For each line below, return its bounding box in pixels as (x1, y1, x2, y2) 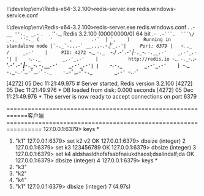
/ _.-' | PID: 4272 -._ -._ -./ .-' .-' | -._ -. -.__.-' (6, 48, 167, 56)
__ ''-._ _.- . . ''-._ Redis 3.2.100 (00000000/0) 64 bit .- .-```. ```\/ (6, 30, 195, 37)
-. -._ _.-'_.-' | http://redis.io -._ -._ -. (28, 55, 193, 62)
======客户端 (6, 112, 44, 119)
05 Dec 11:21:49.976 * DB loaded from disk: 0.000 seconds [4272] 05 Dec (6, 86, 194, 94)
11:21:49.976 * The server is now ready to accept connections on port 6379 (6, 93, 197, 100)
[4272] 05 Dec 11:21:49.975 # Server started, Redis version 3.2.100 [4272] (6, 80, 193, 87)
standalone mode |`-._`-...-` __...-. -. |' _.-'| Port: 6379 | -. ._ (6, 42, 192, 49)
